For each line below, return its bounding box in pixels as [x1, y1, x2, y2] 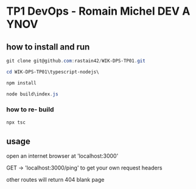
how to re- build [6, 105, 54, 114]
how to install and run [6, 42, 90, 52]
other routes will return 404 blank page [6, 176, 105, 183]
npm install [6, 80, 37, 86]
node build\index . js [6, 91, 59, 97]
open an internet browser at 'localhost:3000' [6, 152, 119, 160]
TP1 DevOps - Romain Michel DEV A [6, 4, 191, 18]
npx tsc [6, 119, 26, 125]
